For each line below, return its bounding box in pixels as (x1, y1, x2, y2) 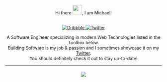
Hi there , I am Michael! (55, 10, 112, 15)
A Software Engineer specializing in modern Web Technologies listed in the (6, 34, 161, 40)
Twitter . (76, 50, 91, 56)
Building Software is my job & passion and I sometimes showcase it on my (7, 45, 160, 51)
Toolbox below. (68, 40, 99, 45)
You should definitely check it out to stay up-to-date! (29, 56, 138, 61)
